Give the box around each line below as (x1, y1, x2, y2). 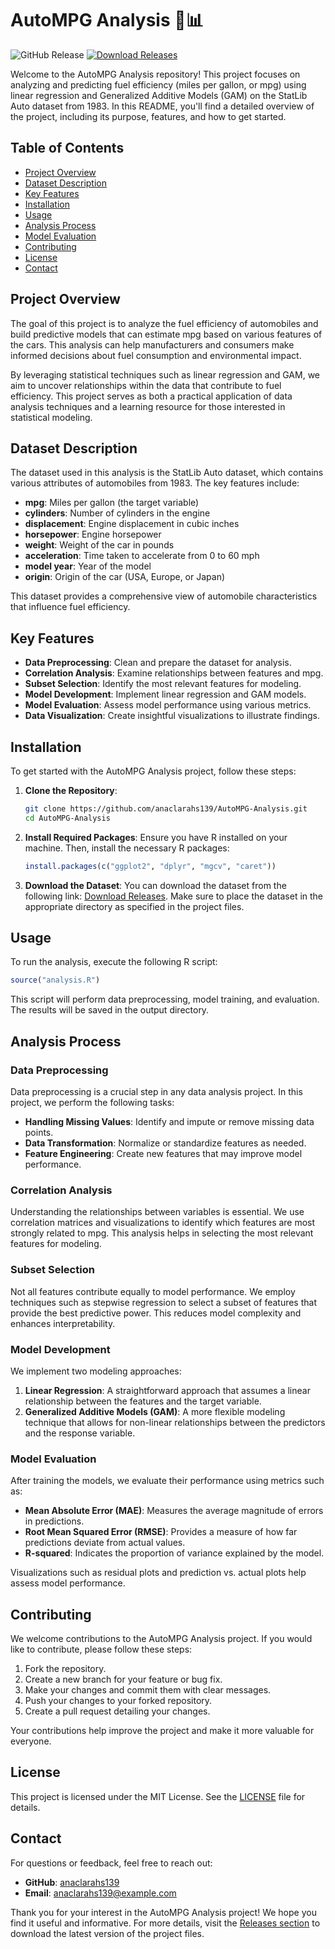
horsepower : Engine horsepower (24, 528, 162, 541)
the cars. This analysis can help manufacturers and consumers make (10, 338, 295, 351)
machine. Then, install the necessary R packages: (24, 842, 230, 854)
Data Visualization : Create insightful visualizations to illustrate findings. (24, 710, 320, 722)
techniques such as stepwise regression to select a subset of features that (10, 1296, 317, 1308)
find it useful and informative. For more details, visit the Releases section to (10, 1917, 321, 1929)
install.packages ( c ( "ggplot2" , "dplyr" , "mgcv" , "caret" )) (24, 861, 277, 871)
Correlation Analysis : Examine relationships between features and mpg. (24, 667, 324, 679)
